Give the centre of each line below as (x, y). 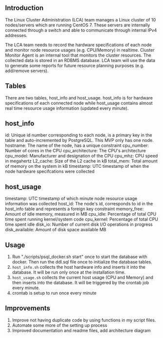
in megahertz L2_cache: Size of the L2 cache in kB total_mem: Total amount (81, 161)
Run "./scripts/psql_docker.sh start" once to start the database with (80, 257)
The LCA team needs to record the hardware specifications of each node (79, 45)
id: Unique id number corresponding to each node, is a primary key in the (79, 135)
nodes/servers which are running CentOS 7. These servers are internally (78, 25)
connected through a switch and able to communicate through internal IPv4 (81, 30)
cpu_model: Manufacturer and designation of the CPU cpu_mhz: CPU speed (81, 156)
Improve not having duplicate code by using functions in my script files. (84, 320)
